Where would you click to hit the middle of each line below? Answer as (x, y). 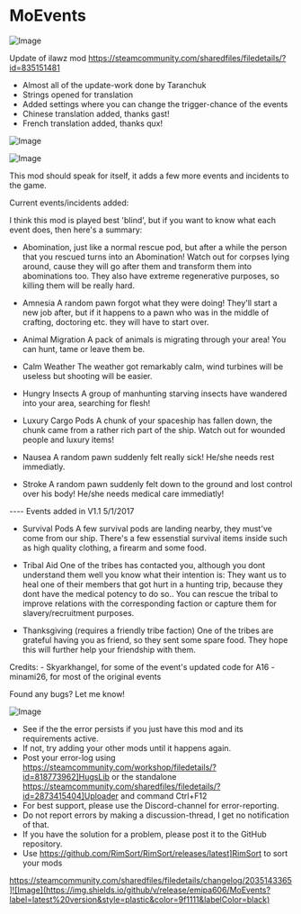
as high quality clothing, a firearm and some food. (114, 547)
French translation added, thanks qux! (93, 123)
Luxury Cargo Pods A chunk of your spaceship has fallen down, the (147, 421)
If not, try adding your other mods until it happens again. (127, 747)
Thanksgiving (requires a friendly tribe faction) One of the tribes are (148, 630)
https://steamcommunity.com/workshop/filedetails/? (120, 767)
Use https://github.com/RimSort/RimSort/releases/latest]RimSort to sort (155, 853)
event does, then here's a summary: (76, 230)
